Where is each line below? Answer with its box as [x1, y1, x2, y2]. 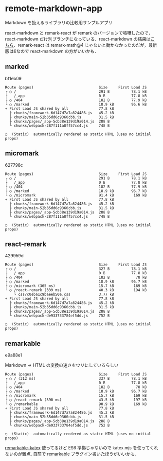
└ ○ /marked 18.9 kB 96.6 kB [5, 102, 147, 107]
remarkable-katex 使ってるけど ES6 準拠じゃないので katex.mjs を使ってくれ [5, 445, 158, 451]
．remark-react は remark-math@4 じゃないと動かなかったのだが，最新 [14, 42, 157, 48]
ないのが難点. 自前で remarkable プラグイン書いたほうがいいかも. [5, 451, 136, 457]
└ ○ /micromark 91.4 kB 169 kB [5, 193, 147, 197]
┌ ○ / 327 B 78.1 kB [5, 266, 147, 271]
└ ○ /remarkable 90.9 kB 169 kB [5, 402, 147, 407]
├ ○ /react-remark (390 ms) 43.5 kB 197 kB [5, 397, 147, 403]
